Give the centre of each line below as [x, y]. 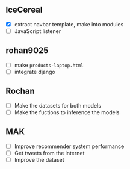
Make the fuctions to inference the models [67, 112]
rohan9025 [27, 51]
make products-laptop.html [49, 65]
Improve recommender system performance [69, 146]
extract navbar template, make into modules [69, 24]
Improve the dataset [39, 159]
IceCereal [24, 10]
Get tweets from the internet [49, 153]
